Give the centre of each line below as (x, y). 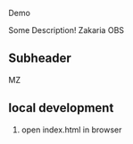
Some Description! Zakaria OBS (66, 30)
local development (61, 108)
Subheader (40, 59)
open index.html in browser (71, 130)
